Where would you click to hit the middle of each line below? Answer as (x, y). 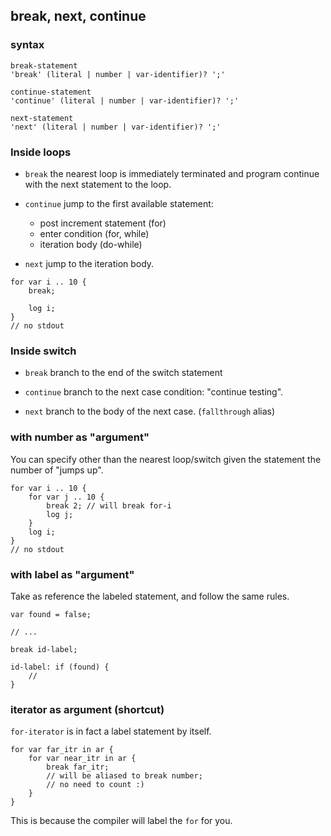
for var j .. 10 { (66, 497)
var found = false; (51, 614)
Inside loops (41, 152)
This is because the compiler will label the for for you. (121, 821)
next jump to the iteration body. (89, 263)
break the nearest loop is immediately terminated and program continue (172, 173)
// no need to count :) (95, 785)
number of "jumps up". (57, 470)
